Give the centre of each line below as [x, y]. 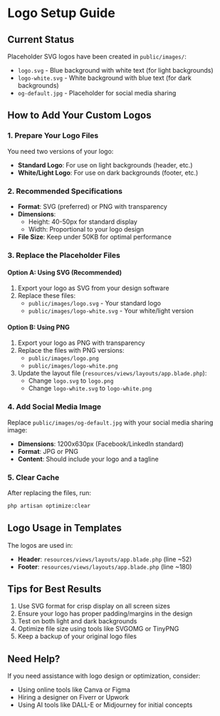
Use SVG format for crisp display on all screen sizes [94, 606]
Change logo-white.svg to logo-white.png [90, 388]
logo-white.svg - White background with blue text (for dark [105, 78]
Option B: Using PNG [38, 327]
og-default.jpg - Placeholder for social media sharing [97, 93]
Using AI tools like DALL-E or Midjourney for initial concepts [105, 705]
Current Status [41, 40]
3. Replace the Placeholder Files [64, 255]
